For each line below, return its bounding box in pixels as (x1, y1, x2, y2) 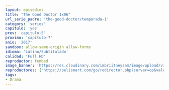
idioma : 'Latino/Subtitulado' (5, 49, 69, 54)
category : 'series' (5, 21, 46, 26)
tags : (5, 72, 17, 77)
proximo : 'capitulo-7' (5, 35, 53, 40)
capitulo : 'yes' (5, 26, 39, 31)
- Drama (5, 77, 22, 82)
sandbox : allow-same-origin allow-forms (5, 44, 92, 49)
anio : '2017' (5, 40, 33, 45)
